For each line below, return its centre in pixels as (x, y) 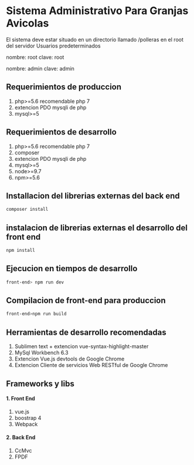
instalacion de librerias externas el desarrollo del (97, 228)
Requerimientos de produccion (64, 87)
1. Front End (21, 399)
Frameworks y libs (40, 384)
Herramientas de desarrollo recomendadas (86, 332)
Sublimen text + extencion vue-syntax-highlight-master (81, 346)
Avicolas (28, 23)
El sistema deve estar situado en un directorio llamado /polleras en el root (95, 39)
